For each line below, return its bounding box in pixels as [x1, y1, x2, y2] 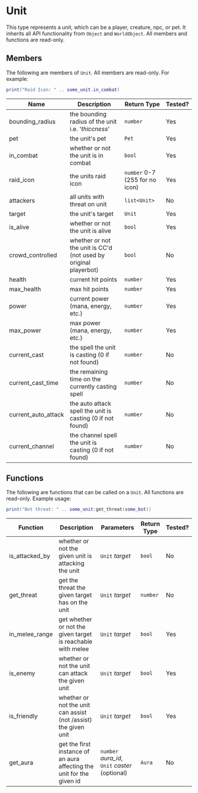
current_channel [9, 442, 54, 450]
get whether [58, 615, 93, 624]
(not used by [70, 251, 105, 259]
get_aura [9, 759, 34, 767]
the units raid [70, 172, 106, 180]
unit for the [58, 769, 90, 778]
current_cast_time [9, 378, 59, 387]
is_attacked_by [9, 552, 51, 560]
